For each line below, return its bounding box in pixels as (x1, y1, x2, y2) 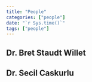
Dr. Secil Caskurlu (6, 68, 75, 78)
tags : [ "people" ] (6, 25, 50, 32)
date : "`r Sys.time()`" (6, 20, 66, 26)
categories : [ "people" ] (6, 14, 66, 20)
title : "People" (6, 8, 47, 15)
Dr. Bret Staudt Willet (6, 47, 86, 57)
